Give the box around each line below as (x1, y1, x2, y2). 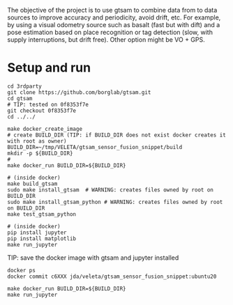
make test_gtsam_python (7, 210, 77, 218)
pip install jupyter (7, 229, 68, 236)
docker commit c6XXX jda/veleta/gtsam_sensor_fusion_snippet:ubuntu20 (7, 273, 217, 280)
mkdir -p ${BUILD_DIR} (7, 150, 73, 157)
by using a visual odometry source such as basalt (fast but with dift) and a (7, 21, 220, 29)
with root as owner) (7, 137, 68, 145)
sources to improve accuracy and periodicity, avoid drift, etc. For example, (7, 13, 221, 22)
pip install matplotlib (7, 235, 77, 242)
